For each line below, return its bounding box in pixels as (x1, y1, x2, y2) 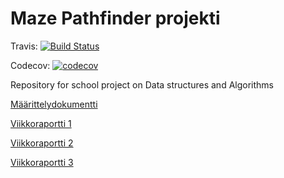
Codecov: (10, 59, 51, 71)
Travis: (10, 40, 38, 52)
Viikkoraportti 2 (10, 137, 74, 149)
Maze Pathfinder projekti (10, 7, 221, 30)
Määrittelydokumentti (10, 98, 98, 110)
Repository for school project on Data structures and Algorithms (10, 78, 274, 91)
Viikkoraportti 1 (10, 117, 72, 129)
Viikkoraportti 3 (10, 156, 74, 168)
